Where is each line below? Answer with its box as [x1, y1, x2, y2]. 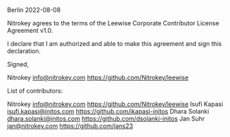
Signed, [7, 60, 29, 68]
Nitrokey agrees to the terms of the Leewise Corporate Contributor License [7, 19, 220, 27]
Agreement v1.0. [7, 27, 54, 34]
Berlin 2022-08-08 [7, 6, 61, 14]
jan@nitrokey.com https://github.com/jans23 [7, 122, 133, 129]
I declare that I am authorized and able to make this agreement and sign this [7, 40, 222, 47]
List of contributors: [7, 87, 63, 95]
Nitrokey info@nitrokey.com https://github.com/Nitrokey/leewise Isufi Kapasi [7, 100, 223, 108]
